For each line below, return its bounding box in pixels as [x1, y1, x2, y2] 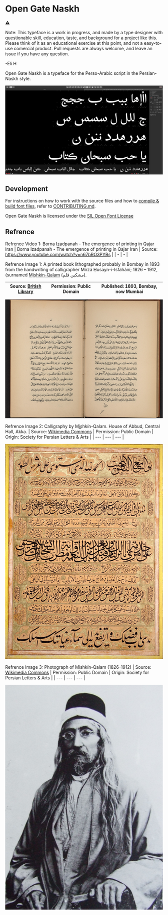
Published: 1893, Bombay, [101, 283, 157, 289]
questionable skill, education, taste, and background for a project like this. [5, 35, 157, 41]
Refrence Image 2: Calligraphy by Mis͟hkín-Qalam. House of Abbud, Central [5, 423, 160, 430]
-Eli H [5, 60, 16, 66]
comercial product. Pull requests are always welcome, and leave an [13, 45, 152, 51]
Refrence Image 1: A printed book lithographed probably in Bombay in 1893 [5, 261, 160, 267]
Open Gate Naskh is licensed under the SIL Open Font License [5, 213, 134, 219]
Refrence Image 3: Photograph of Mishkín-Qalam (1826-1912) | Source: [5, 664, 151, 670]
